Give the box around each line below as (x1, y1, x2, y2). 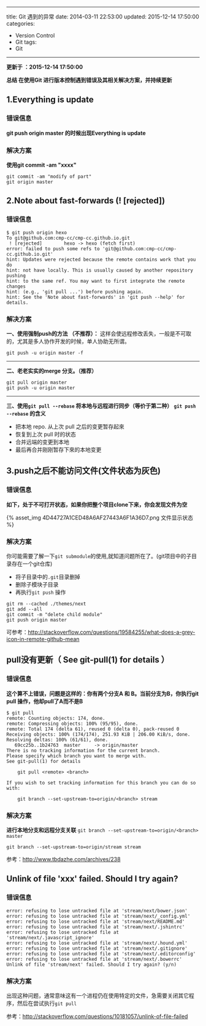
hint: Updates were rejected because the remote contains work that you (6, 256, 196, 262)
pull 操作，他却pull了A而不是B (6, 697, 83, 704)
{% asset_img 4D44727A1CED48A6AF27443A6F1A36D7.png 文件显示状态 (6, 514, 194, 521)
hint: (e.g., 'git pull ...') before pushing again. (6, 288, 144, 295)
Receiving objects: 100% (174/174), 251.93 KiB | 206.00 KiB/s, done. (6, 731, 191, 738)
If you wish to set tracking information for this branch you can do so (6, 779, 196, 786)
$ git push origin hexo (6, 229, 67, 235)
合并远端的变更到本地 (15, 438, 69, 446)
